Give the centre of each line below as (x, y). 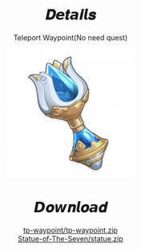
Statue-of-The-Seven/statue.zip (70, 238)
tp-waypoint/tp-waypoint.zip (70, 230)
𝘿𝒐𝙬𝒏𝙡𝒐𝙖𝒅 (70, 208)
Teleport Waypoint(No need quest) (70, 37)
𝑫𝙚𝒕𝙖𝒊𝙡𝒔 (70, 15)
